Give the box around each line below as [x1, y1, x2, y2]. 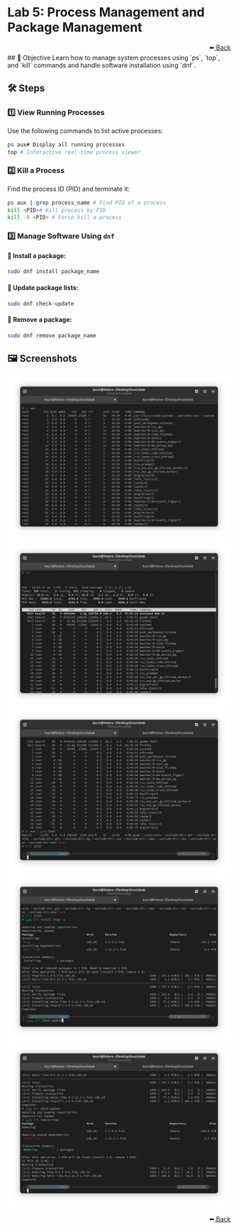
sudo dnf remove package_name [7, 332, 97, 339]
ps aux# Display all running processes [7, 141, 125, 148]
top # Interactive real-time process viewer [7, 148, 141, 156]
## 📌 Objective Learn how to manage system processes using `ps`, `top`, [7, 53, 220, 62]
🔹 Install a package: [7, 251, 67, 259]
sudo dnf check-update [7, 300, 74, 307]
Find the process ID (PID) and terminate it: [7, 184, 130, 193]
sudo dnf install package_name [7, 268, 100, 275]
